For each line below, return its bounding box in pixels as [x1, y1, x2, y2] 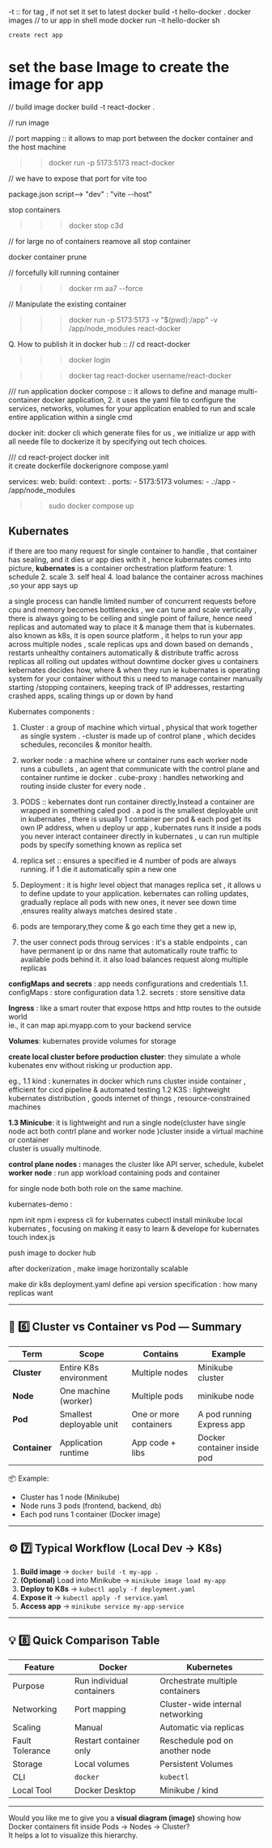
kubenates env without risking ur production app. [8, 1060, 172, 1070]
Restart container [74, 1735, 140, 1747]
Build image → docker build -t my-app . [19, 1567, 159, 1576]
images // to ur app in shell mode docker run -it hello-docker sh [8, 15, 220, 25]
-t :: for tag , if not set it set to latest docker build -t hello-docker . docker [8, 7, 251, 16]
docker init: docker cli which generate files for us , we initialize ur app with [8, 427, 257, 437]
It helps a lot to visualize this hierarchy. [8, 1830, 138, 1840]
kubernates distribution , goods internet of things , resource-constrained [8, 1093, 251, 1103]
